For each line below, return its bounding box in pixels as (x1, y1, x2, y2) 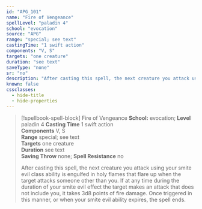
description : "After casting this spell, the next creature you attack (6, 75, 189, 81)
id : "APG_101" (6, 8, 42, 15)
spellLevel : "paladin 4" (6, 20, 69, 26)
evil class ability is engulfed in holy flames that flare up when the (20, 170, 182, 177)
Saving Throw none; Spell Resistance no (20, 152, 124, 159)
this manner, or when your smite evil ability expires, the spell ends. (20, 196, 186, 203)
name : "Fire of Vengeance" (6, 14, 74, 20)
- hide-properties (11, 98, 58, 104)
